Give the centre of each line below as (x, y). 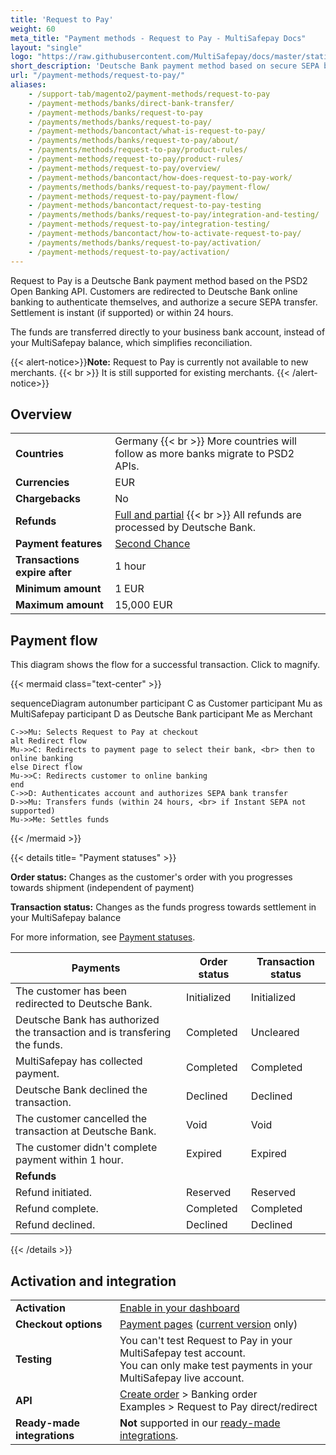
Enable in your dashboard (179, 1308)
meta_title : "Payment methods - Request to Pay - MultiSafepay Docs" (158, 38)
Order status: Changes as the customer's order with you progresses (151, 877)
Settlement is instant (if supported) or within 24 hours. (122, 312)
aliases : (28, 85)
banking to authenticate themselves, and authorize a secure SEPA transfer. (164, 302)
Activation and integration (93, 1281)
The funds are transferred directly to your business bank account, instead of (168, 332)
